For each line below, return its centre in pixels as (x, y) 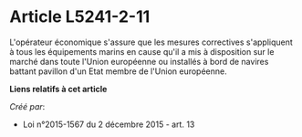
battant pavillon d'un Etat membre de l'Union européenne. (119, 71)
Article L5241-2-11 (80, 17)
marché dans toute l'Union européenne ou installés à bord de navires (139, 61)
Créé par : (27, 106)
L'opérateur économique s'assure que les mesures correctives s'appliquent (151, 42)
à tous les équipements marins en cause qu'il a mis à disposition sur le (142, 51)
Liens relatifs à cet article (58, 89)
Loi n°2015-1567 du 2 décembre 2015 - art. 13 (109, 124)
